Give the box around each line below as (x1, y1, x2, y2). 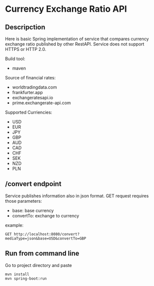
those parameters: (5, 198, 43, 204)
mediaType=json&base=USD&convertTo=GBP (5, 236, 87, 241)
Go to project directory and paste (5, 262, 72, 268)
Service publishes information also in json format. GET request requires (5, 192, 149, 199)
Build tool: (5, 56, 25, 62)
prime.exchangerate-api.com (12, 100, 71, 106)
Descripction (5, 23, 45, 31)
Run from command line (5, 249, 80, 258)
